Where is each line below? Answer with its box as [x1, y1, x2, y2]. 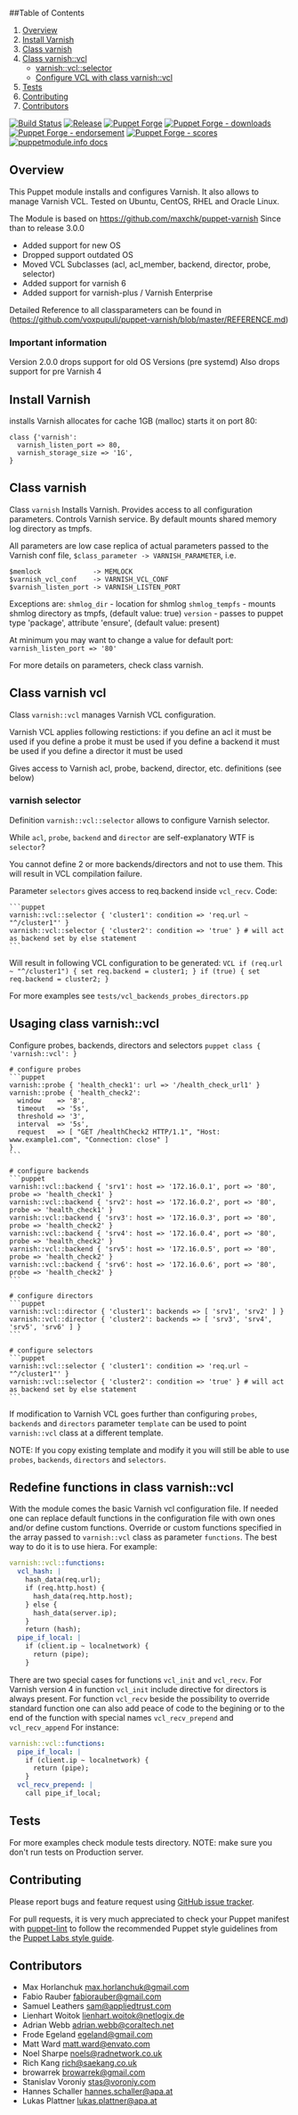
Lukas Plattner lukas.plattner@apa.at [21, 2095, 157, 2106]
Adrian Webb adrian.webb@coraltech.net [21, 2020, 174, 2030]
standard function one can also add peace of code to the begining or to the [9, 1703, 286, 1714]
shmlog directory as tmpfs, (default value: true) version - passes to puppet [9, 607, 284, 618]
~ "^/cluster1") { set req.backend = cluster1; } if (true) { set [9, 967, 261, 976]
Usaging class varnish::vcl [9, 1016, 160, 1031]
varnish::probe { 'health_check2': [9, 1088, 141, 1097]
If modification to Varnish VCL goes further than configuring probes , [9, 1409, 258, 1419]
